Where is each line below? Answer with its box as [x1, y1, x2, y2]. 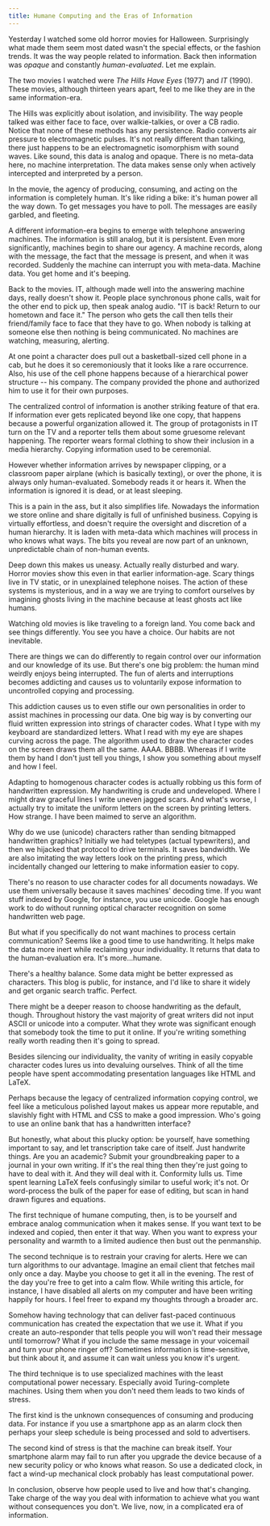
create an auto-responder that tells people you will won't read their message [8, 1327, 263, 1337]
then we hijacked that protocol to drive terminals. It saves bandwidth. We [8, 844, 251, 854]
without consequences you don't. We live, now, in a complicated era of [8, 1501, 243, 1511]
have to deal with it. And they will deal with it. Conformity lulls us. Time [8, 1169, 243, 1178]
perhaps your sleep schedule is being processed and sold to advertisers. [8, 1427, 251, 1437]
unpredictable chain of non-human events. [8, 544, 151, 554]
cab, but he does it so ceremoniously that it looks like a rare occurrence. [8, 360, 248, 369]
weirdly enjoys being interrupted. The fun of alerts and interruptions [8, 668, 234, 678]
